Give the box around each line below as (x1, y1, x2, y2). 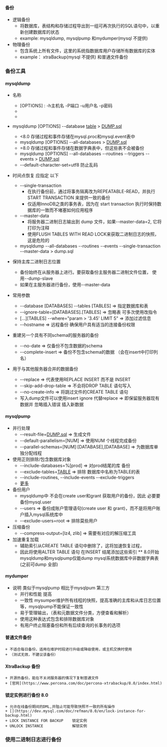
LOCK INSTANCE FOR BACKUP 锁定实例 (9, 719, 87, 724)
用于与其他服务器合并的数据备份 (12, 366, 78, 372)
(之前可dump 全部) (19, 561, 58, 567)
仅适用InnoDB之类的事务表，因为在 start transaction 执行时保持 (27, 201, 158, 207)
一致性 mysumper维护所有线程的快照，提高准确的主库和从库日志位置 (19, 597, 161, 603)
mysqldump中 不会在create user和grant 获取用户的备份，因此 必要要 (19, 493, 161, 498)
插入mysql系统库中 (24, 511, 63, 517)
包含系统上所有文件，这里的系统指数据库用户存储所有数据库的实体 (19, 48, 156, 54)
